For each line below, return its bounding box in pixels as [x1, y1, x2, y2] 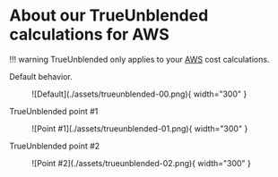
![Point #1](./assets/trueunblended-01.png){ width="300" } [31, 122, 248, 134]
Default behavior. [9, 71, 74, 81]
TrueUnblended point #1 [9, 105, 99, 116]
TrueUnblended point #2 [9, 140, 100, 151]
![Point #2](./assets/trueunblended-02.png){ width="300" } [31, 157, 251, 168]
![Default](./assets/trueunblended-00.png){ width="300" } [31, 88, 248, 99]
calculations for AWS [9, 24, 169, 45]
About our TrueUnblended [9, 5, 209, 26]
